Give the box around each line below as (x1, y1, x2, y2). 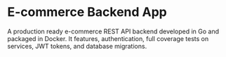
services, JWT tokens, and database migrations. (7, 42, 147, 50)
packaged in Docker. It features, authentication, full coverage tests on (7, 34, 209, 42)
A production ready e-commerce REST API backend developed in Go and (7, 27, 220, 35)
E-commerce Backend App (7, 4, 167, 20)
